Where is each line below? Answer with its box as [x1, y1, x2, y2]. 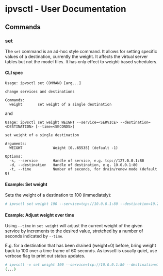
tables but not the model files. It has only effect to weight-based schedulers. [5, 58, 158, 64]
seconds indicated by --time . [5, 233, 64, 239]
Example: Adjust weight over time [5, 212, 74, 218]
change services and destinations [5, 89, 75, 94]
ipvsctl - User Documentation [5, 3, 126, 15]
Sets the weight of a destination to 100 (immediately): [5, 192, 112, 198]
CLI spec [5, 70, 23, 76]
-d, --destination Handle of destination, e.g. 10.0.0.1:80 [9, 163, 138, 167]
